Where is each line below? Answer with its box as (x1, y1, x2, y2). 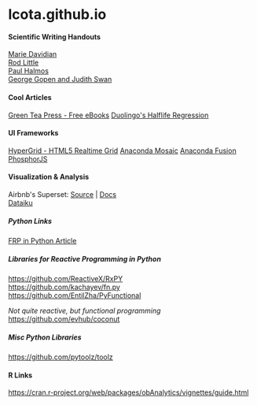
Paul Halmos (8, 66, 50, 76)
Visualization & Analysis (8, 172, 90, 182)
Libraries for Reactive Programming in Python (8, 254, 161, 263)
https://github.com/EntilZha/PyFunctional (8, 290, 141, 300)
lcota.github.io (8, 6, 107, 24)
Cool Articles (8, 92, 53, 102)
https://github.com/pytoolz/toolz (8, 352, 114, 362)
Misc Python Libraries (8, 333, 82, 342)
